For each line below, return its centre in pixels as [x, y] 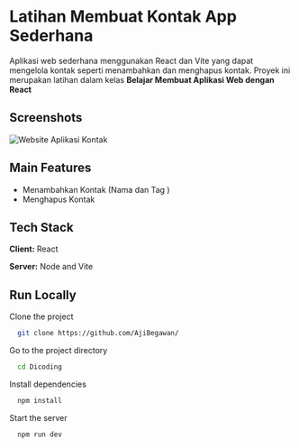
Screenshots [46, 118]
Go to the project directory [59, 351]
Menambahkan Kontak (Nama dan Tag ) [96, 189]
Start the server [38, 417]
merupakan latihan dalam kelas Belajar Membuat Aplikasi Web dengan [142, 79]
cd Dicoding [40, 367]
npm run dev [40, 434]
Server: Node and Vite [51, 267]
